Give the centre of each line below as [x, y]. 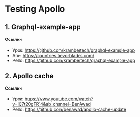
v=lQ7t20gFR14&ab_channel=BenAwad [51, 104]
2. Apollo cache [29, 76]
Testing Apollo [35, 9]
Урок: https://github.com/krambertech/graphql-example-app [73, 50]
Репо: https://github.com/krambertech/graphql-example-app [73, 60]
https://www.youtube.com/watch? [59, 99]
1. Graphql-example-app [43, 27]
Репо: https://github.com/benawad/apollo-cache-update [69, 109]
